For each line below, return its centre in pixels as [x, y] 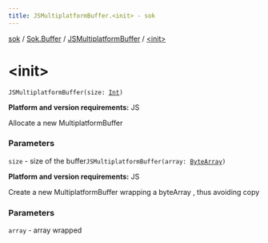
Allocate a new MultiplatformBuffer [66, 123]
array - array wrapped [45, 230]
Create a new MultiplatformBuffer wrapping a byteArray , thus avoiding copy [134, 192]
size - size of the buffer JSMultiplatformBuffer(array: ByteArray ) [117, 160]
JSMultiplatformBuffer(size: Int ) [66, 92]
